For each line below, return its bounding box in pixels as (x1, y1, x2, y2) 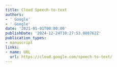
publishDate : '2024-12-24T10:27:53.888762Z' (5, 31, 101, 36)
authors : (5, 12, 24, 17)
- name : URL (5, 49, 31, 54)
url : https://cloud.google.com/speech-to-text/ (10, 54, 113, 59)
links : (5, 45, 19, 50)
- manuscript (5, 40, 33, 45)
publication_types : (5, 36, 47, 41)
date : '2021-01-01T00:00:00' (5, 26, 67, 31)
